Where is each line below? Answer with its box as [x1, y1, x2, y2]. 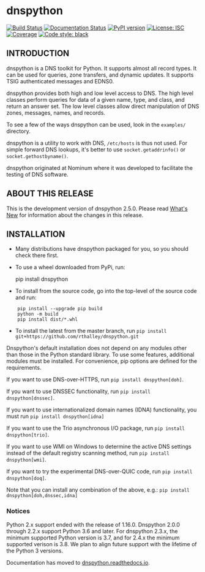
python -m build [17, 311, 59, 318]
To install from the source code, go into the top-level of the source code [15, 288, 197, 295]
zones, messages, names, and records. [6, 109, 106, 116]
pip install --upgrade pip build [17, 306, 103, 312]
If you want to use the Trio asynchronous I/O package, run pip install [6, 424, 185, 432]
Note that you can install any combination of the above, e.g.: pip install [6, 486, 190, 494]
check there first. [15, 252, 59, 259]
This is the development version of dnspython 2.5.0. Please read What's [6, 205, 188, 212]
